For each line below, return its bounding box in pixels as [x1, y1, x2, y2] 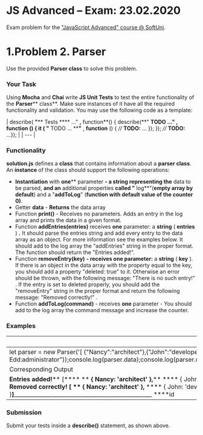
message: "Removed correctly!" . [14, 294, 98, 301]
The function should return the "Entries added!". [14, 249, 135, 256]
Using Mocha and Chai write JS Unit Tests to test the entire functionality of [6, 94, 195, 101]
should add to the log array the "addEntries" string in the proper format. [14, 243, 194, 250]
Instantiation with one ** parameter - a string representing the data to [14, 178, 192, 185]
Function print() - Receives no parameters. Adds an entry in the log [14, 210, 183, 218]
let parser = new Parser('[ [9, 347, 83, 356]
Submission [6, 408, 42, 416]
